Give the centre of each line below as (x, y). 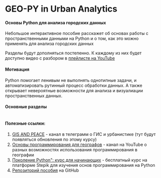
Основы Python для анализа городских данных (56, 22)
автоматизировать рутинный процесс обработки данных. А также (74, 85)
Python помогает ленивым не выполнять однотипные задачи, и (71, 80)
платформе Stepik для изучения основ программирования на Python (83, 165)
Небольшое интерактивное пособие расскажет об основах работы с (77, 33)
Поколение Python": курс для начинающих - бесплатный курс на (80, 160)
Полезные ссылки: (25, 123)
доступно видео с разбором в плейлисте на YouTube (60, 58)
